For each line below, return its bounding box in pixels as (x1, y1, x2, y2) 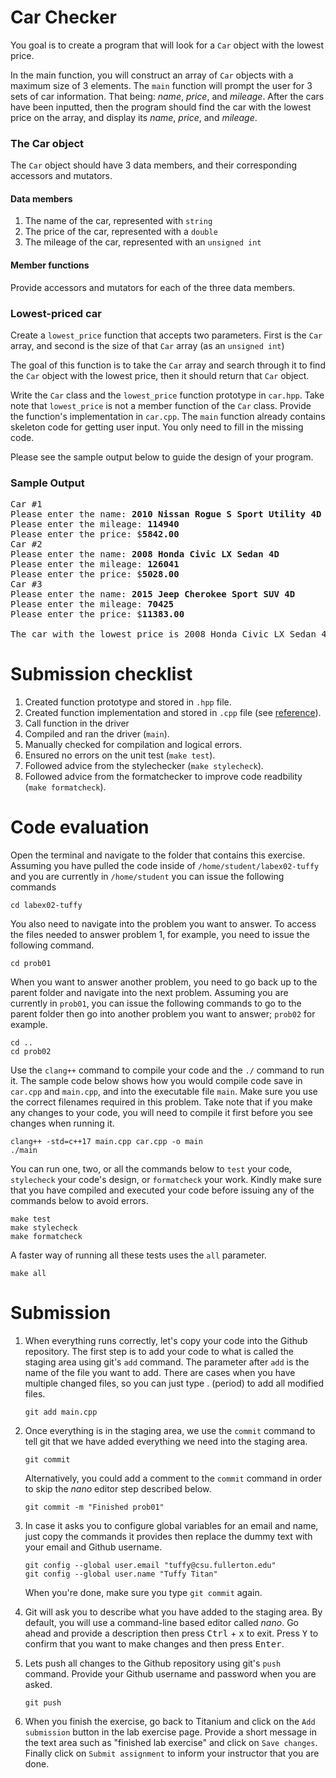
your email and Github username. (24, 1541, 163, 1553)
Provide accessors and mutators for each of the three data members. (10, 281, 296, 293)
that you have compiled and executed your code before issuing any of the (10, 1184, 315, 1196)
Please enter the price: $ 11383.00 (10, 609, 185, 620)
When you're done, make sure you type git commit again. (24, 1587, 263, 1599)
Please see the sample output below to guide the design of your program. (10, 451, 314, 463)
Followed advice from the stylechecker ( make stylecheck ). (24, 760, 264, 772)
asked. (24, 1679, 53, 1691)
